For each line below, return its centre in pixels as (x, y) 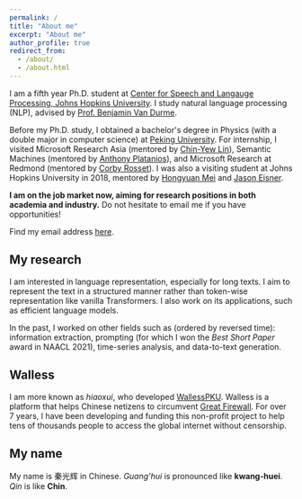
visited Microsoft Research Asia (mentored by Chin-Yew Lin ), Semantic (140, 148)
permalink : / (34, 18)
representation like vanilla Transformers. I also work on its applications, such (151, 300)
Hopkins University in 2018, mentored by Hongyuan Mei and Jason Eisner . (147, 177)
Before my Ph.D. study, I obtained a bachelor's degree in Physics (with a (143, 129)
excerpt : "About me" (48, 34)
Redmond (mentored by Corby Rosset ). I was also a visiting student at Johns (151, 168)
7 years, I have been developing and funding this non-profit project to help (147, 415)
